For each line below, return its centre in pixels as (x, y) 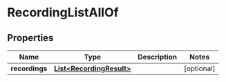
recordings (29, 68)
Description (158, 57)
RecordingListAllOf (63, 13)
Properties (30, 38)
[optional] (199, 68)
